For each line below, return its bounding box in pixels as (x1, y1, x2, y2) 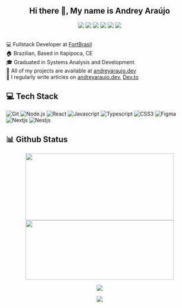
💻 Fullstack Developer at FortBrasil (6, 40, 92, 48)
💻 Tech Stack (6, 92, 59, 102)
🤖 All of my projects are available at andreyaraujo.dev (6, 67, 136, 74)
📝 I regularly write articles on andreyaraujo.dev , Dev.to (6, 73, 139, 80)
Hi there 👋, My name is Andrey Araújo (29, 6, 170, 16)
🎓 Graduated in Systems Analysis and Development (6, 58, 135, 65)
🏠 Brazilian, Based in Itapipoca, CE (6, 49, 93, 56)
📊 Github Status (6, 134, 68, 144)
